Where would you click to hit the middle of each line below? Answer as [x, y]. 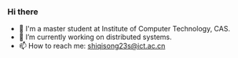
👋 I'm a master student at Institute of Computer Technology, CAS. [124, 29]
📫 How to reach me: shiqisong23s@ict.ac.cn [92, 46]
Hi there [23, 12]
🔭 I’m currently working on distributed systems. [95, 37]
